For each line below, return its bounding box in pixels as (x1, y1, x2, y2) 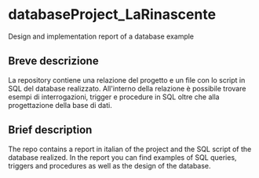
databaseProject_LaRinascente (8, 6, 217, 24)
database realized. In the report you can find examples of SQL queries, (8, 152, 237, 162)
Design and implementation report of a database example (8, 32, 195, 41)
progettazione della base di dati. (8, 100, 112, 109)
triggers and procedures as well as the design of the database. (8, 161, 211, 170)
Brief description (8, 124, 93, 137)
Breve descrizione (8, 54, 100, 68)
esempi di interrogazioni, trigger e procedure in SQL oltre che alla (8, 92, 220, 102)
